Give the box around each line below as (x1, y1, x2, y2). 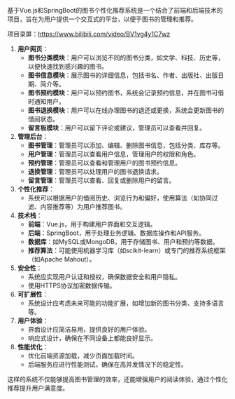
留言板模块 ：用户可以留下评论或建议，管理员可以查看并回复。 (27, 123, 206, 132)
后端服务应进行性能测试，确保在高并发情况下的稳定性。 (27, 360, 187, 368)
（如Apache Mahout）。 (27, 255, 96, 263)
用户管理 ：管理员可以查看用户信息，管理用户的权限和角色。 (27, 150, 200, 158)
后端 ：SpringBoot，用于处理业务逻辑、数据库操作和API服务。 (27, 229, 205, 237)
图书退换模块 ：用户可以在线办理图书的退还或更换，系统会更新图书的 (27, 106, 225, 114)
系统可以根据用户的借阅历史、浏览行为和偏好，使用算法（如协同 (27, 194, 212, 202)
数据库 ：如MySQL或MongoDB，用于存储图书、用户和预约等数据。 (27, 238, 219, 245)
